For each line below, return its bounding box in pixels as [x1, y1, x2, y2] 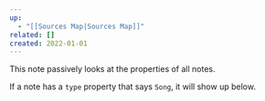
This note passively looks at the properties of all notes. [9, 64, 217, 75]
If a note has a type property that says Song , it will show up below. [9, 81, 256, 92]
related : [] [9, 30, 55, 39]
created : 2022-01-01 [9, 38, 89, 48]
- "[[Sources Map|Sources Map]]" [17, 22, 145, 31]
